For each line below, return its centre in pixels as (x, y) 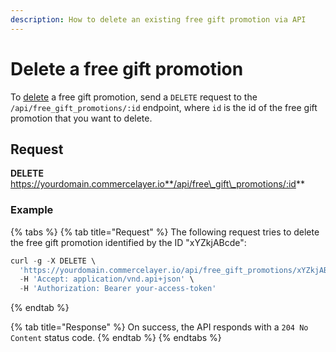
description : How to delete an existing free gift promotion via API (158, 19)
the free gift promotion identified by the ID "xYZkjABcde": (128, 242)
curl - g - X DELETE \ (53, 261)
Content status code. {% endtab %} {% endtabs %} (116, 338)
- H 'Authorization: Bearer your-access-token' (118, 289)
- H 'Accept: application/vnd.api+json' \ (107, 279)
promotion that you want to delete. (81, 118)
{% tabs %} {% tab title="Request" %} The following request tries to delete (165, 232)
